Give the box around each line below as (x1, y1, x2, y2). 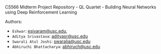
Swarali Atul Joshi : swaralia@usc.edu (12, 38, 91, 44)
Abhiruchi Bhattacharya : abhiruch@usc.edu (12, 44, 100, 49)
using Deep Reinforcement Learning (5, 9, 78, 15)
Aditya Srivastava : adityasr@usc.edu (12, 34, 88, 39)
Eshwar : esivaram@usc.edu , (12, 28, 68, 34)
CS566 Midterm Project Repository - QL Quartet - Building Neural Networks (5, 4, 157, 10)
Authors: (5, 19, 22, 24)
